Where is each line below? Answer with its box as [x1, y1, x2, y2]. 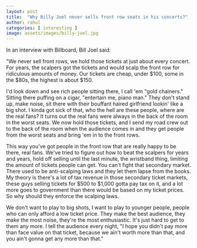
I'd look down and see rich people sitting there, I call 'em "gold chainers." [6, 88, 183, 95]
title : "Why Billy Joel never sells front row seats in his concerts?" [6, 14, 188, 20]
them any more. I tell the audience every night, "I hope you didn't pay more [6, 223, 188, 230]
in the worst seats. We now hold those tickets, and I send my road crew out [6, 119, 188, 126]
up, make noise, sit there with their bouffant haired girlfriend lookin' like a [6, 100, 183, 107]
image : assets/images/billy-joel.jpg [6, 30, 99, 36]
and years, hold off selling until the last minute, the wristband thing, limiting [6, 155, 188, 162]
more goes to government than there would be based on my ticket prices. [6, 186, 185, 193]
